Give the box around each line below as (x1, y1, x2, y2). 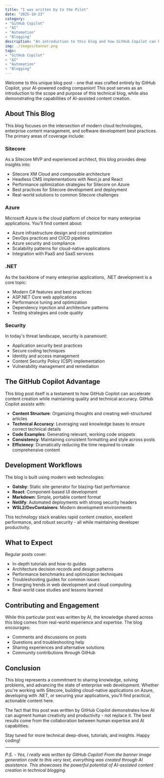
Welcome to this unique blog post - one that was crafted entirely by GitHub (5, 80, 156, 86)
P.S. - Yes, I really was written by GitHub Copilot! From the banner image (5, 752, 152, 757)
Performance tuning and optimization (12, 299, 87, 305)
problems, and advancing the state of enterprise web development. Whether (5, 682, 159, 688)
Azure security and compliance (12, 241, 75, 246)
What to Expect (5, 538, 53, 547)
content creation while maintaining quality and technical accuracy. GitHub (5, 395, 154, 402)
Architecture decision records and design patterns (12, 566, 114, 572)
